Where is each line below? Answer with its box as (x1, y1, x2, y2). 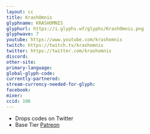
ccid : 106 (6, 98, 31, 104)
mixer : (6, 93, 23, 99)
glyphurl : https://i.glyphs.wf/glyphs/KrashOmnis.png (6, 25, 145, 32)
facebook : (6, 87, 31, 93)
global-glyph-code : (6, 70, 55, 76)
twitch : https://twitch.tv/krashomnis (6, 43, 104, 49)
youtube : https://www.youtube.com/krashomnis (6, 37, 122, 43)
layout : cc (6, 8, 34, 15)
